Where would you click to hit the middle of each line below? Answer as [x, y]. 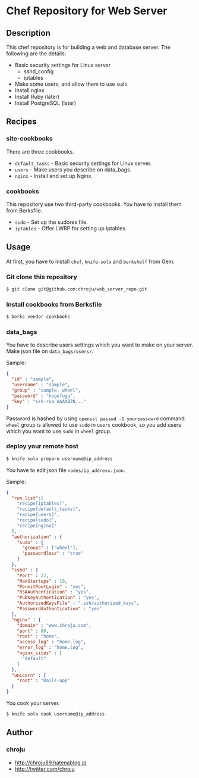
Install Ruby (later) [37, 97]
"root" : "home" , [38, 636]
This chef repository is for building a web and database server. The [89, 47]
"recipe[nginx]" [37, 526]
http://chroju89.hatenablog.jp [51, 763]
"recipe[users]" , [38, 515]
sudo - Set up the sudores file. [51, 222]
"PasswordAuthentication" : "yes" [59, 609]
